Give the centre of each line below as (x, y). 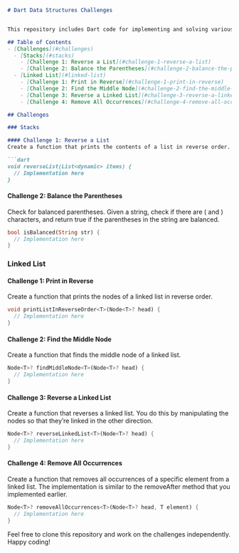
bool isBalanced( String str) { (54, 232)
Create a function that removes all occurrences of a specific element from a (118, 479)
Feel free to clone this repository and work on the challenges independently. (119, 534)
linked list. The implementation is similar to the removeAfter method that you (119, 486)
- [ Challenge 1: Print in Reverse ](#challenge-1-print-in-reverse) (122, 82)
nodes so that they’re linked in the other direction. (80, 421)
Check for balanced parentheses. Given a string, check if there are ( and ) (116, 212)
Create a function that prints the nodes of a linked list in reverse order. (110, 296)
